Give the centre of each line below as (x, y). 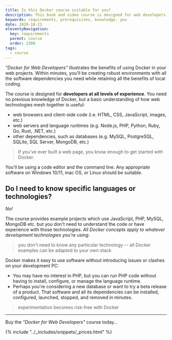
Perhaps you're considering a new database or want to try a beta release (90, 287)
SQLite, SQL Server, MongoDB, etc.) (51, 142)
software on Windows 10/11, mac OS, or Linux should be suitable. (74, 173)
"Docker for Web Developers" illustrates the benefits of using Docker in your (86, 68)
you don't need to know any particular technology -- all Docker (84, 245)
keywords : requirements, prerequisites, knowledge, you (66, 19)
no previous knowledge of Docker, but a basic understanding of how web (83, 99)
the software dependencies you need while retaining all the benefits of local (85, 78)
